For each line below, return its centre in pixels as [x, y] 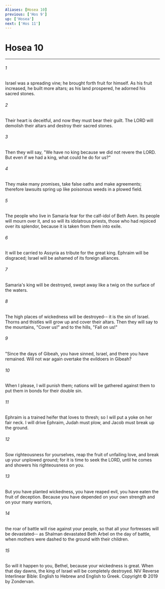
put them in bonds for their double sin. [44, 391]
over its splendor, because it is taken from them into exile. [63, 226]
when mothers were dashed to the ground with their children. [67, 539]
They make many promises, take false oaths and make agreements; [73, 184]
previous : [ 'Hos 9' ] [26, 14]
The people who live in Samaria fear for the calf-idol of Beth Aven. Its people [82, 216]
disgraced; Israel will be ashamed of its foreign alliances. [63, 258]
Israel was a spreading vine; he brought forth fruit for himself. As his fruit [79, 83]
